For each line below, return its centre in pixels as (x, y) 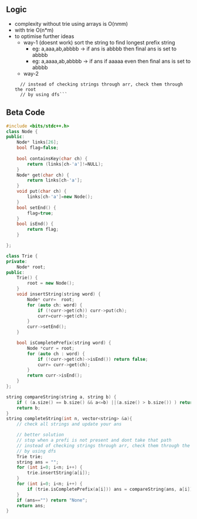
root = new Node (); (51, 284)
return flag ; (43, 230)
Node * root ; (31, 267)
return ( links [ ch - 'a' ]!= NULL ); (65, 164)
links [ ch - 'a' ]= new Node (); (60, 197)
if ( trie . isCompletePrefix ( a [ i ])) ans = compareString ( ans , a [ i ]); (111, 489)
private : (17, 261)
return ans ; (31, 506)
